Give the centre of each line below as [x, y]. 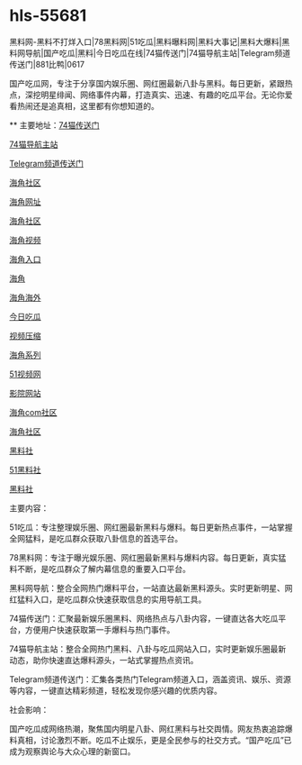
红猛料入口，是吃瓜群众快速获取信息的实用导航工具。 [108, 599]
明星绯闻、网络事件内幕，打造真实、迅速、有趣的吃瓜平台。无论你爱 [166, 95]
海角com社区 [33, 412]
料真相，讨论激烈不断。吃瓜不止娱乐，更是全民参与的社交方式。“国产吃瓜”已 [151, 740]
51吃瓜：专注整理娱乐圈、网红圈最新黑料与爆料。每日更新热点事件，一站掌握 [151, 527]
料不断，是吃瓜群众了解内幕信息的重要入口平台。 [100, 569]
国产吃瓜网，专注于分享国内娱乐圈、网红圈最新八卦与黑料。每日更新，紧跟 [147, 83]
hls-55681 [48, 16]
